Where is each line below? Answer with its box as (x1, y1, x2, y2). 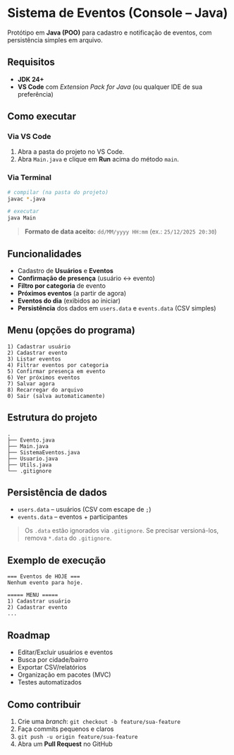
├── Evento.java (7, 436, 55, 444)
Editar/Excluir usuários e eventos (17, 648, 113, 657)
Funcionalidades (7, 248, 82, 260)
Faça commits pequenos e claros (17, 725, 114, 733)
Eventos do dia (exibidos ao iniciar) (17, 296, 121, 305)
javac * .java (7, 195, 46, 203)
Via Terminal (7, 173, 51, 183)
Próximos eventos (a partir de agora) (17, 289, 127, 298)
